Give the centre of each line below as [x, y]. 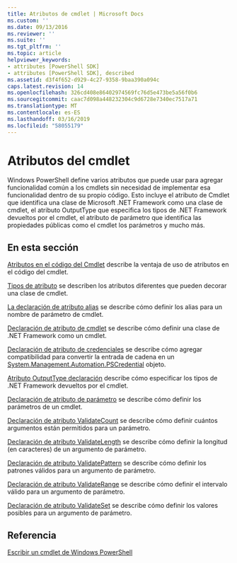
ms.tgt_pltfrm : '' [34, 47]
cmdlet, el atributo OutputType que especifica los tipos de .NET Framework [117, 210]
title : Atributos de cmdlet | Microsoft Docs [75, 14]
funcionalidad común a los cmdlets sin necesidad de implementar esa [109, 187]
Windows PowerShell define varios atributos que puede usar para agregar [115, 180]
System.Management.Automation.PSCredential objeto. [87, 364]
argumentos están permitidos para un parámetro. [79, 428]
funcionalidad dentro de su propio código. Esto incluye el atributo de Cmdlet [118, 195]
